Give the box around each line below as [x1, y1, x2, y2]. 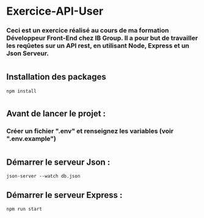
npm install [6, 88, 37, 94]
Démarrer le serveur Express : [6, 190, 123, 200]
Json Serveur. [6, 49, 49, 58]
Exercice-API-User [6, 4, 104, 18]
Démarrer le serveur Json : [6, 157, 111, 168]
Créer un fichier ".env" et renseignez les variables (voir [6, 127, 174, 135]
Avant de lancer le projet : [6, 108, 106, 119]
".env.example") [6, 134, 56, 143]
